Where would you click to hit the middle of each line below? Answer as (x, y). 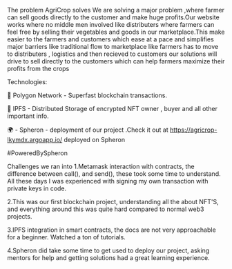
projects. (20, 216)
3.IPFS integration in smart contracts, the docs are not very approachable (112, 230)
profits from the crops (38, 69)
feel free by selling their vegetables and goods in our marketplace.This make (116, 32)
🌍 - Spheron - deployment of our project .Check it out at (88, 130)
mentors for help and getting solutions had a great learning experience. (108, 258)
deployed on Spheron (95, 140)
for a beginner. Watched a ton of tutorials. (66, 237)
